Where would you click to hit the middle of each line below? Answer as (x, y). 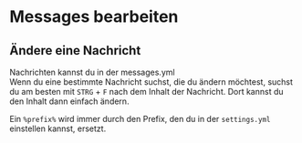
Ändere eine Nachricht (75, 51)
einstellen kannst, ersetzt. (58, 128)
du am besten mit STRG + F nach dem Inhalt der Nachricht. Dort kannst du (147, 92)
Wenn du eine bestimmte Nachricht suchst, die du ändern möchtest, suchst (151, 82)
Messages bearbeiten (94, 17)
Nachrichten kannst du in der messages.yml (92, 72)
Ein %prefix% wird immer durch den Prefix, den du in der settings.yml (140, 119)
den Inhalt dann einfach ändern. (69, 101)
